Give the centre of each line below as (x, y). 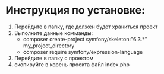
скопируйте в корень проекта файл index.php (72, 64)
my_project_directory (49, 46)
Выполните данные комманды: (53, 33)
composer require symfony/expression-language (83, 52)
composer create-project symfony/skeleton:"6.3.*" (85, 39)
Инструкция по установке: (75, 10)
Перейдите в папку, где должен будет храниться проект (86, 27)
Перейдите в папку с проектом (54, 58)
